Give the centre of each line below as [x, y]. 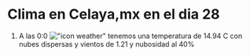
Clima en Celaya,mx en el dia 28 [114, 14]
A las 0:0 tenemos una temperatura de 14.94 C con [131, 36]
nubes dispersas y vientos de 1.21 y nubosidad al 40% [107, 44]
